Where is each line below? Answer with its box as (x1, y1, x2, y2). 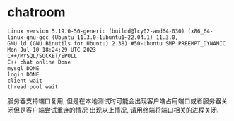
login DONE (7, 71, 40, 78)
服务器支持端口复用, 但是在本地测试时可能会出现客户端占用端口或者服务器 (7, 96, 221, 105)
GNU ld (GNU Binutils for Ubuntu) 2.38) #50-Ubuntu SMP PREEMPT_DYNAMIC (7, 40, 226, 47)
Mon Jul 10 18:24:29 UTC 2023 (7, 46, 97, 53)
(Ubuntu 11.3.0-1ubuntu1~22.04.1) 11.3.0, (52, 33, 179, 41)
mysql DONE (7, 64, 40, 71)
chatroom (7, 4, 66, 21)
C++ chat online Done (7, 58, 71, 66)
